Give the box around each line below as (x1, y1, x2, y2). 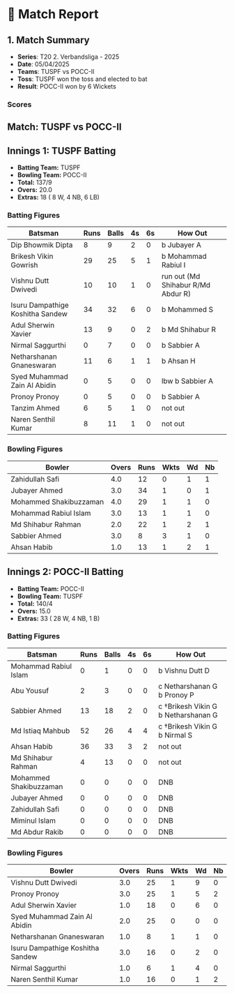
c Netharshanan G (158, 681, 218, 691)
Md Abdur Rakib (10, 827, 64, 837)
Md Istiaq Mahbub (10, 726, 70, 736)
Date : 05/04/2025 (17, 60, 70, 68)
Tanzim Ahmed (10, 403, 61, 413)
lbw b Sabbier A (161, 376, 214, 386)
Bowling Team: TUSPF (17, 592, 84, 600)
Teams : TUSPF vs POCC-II (17, 68, 95, 75)
